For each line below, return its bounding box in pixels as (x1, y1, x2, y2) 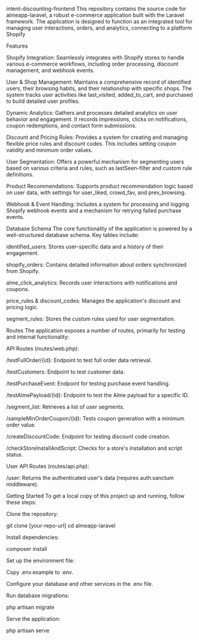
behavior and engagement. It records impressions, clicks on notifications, (6, 115, 188, 123)
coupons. (6, 286, 30, 292)
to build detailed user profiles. (6, 97, 80, 105)
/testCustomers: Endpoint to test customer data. (6, 368, 125, 375)
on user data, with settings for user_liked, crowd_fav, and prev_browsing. (6, 189, 186, 196)
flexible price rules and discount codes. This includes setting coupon (6, 140, 177, 147)
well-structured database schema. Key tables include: (6, 232, 140, 238)
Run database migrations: (6, 592, 70, 599)
